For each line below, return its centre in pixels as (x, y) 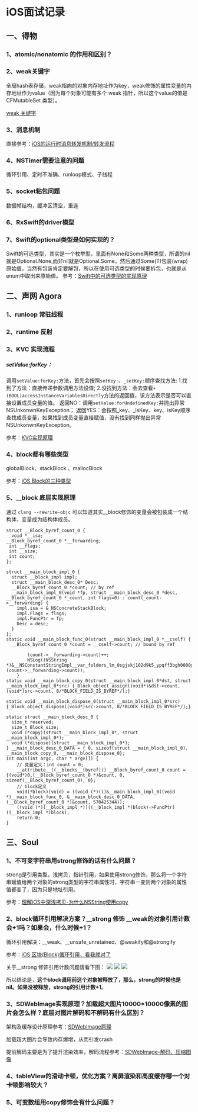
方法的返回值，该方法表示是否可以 (145, 396)
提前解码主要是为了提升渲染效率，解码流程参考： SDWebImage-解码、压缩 (96, 1052)
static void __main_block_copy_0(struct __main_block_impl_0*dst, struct (99, 681)
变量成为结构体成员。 (47, 519)
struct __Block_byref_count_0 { (46, 531)
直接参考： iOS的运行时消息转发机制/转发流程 (60, 144)
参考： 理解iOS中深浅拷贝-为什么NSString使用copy (67, 902)
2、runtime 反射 (29, 332)
